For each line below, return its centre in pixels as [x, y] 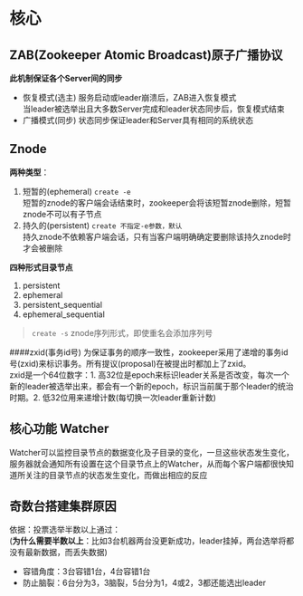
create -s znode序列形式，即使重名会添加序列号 [122, 332]
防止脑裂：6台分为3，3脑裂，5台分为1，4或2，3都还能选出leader [144, 583]
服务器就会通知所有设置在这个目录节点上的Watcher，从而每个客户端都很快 [148, 464]
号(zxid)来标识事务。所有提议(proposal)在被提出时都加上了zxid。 [130, 363]
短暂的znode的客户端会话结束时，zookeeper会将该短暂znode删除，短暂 [157, 202]
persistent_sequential [62, 304]
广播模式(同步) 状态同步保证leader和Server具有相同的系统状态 [138, 120]
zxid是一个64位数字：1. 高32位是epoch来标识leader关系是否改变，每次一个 [149, 375]
